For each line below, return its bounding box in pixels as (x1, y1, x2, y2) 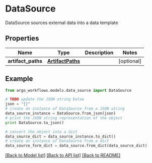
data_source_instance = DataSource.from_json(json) (5, 111, 116, 116)
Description (85, 49, 114, 56)
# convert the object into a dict (5, 129, 78, 134)
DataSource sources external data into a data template (5, 20, 118, 26)
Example (5, 75, 33, 83)
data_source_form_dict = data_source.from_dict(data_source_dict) (5, 143, 147, 148)
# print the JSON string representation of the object (5, 115, 123, 120)
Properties (5, 34, 39, 43)
